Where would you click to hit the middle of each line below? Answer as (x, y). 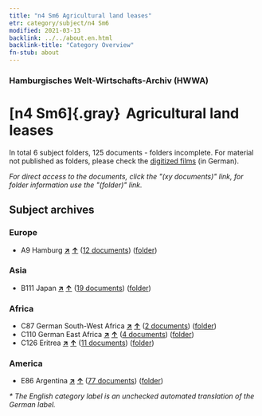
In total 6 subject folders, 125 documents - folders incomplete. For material (131, 152)
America (26, 363)
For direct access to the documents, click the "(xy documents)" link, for (126, 176)
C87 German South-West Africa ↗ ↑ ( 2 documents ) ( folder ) (119, 326)
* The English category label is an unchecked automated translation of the (132, 396)
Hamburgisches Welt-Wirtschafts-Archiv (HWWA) (109, 80)
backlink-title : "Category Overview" (72, 45)
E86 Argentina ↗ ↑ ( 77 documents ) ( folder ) (92, 381)
